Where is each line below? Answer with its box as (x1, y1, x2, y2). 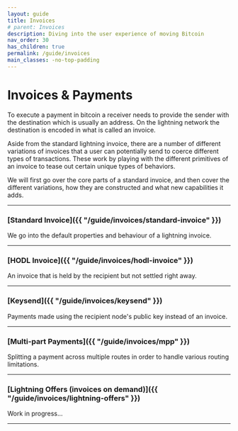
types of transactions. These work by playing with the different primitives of (7, 154, 229, 163)
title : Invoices (7, 17, 55, 24)
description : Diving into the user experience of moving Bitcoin (7, 30, 204, 38)
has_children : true (7, 43, 65, 50)
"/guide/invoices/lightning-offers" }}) (7, 393, 140, 403)
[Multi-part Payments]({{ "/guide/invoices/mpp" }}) (7, 336, 190, 346)
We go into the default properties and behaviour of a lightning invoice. (7, 231, 212, 240)
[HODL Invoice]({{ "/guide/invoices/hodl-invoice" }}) (7, 255, 193, 265)
